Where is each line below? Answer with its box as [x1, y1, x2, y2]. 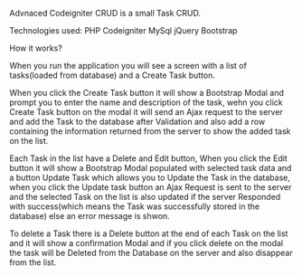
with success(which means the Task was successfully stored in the [9, 201, 260, 212]
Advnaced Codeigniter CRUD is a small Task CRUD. [9, 8, 202, 18]
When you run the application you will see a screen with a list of [9, 61, 247, 71]
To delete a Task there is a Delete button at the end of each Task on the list [9, 228, 288, 239]
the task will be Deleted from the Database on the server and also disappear [9, 248, 293, 258]
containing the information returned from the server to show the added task [9, 126, 291, 137]
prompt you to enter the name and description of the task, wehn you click [9, 97, 283, 108]
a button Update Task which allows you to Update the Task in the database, [9, 172, 291, 183]
